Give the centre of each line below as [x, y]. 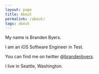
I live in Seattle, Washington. [34, 66]
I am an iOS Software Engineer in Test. [44, 47]
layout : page [19, 10]
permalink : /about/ [25, 19]
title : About [19, 14]
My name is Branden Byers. [33, 37]
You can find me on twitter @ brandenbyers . [49, 57]
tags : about [17, 23]
